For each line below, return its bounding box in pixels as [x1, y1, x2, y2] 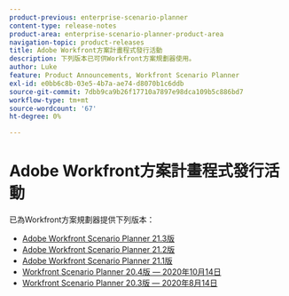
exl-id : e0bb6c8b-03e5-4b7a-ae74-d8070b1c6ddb [9, 79, 184, 88]
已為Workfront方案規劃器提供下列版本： [9, 214, 155, 225]
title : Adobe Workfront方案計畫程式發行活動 [9, 46, 163, 55]
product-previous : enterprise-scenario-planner [9, 12, 189, 22]
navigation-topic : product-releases [9, 37, 144, 47]
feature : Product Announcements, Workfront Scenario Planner [9, 71, 240, 80]
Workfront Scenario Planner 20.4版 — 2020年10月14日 [21, 267, 222, 277]
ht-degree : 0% [9, 112, 62, 121]
